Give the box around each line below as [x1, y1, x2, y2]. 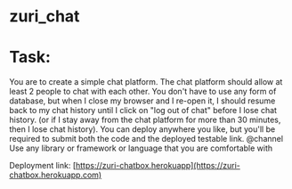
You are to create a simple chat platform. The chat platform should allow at [9, 77, 283, 87]
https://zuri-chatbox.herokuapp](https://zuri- [75, 160, 240, 171]
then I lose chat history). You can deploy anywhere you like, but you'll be [9, 124, 276, 135]
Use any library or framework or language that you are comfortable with [9, 143, 273, 153]
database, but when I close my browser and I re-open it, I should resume [9, 95, 276, 106]
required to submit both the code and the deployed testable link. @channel [9, 134, 283, 144]
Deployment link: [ [9, 160, 77, 171]
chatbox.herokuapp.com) [9, 169, 102, 180]
